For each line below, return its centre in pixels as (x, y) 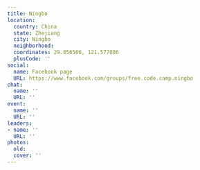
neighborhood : (34, 46)
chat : (15, 85)
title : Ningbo (28, 14)
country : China (35, 26)
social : (18, 65)
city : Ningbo (32, 40)
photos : (18, 143)
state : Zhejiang (37, 33)
